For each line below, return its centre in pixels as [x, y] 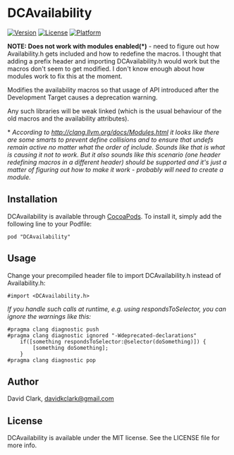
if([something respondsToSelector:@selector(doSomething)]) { [113, 341]
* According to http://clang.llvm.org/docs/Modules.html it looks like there [113, 132]
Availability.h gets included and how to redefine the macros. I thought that [115, 54]
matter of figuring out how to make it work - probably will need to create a [116, 169]
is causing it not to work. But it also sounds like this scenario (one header [114, 154]
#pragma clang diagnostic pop [52, 360]
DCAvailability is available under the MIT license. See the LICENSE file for [113, 438]
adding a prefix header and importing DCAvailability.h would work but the [113, 61]
